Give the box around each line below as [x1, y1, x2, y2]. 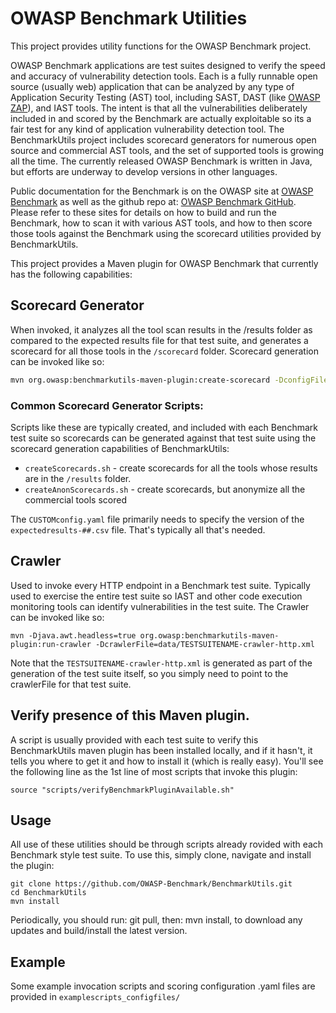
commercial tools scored [24, 493, 127, 506]
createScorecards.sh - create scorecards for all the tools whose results [24, 462, 318, 474]
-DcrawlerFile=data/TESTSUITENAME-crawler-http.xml [95, 639, 315, 649]
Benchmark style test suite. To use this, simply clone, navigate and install [10, 849, 312, 861]
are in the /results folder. [24, 472, 132, 484]
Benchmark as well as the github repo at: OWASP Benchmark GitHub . [10, 195, 297, 207]
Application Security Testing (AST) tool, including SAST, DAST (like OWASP [10, 91, 321, 103]
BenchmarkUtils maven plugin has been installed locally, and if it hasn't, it [10, 744, 313, 756]
